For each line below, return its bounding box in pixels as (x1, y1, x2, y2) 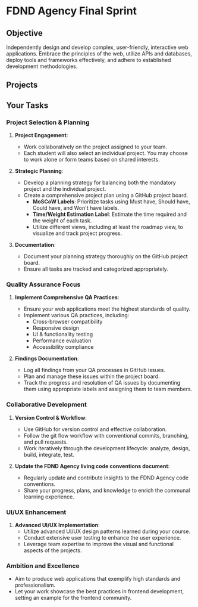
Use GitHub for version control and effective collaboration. (23, 425, 167, 433)
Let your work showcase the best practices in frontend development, (14, 588, 184, 595)
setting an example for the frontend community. (14, 594, 132, 602)
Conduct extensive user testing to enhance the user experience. (23, 534, 181, 541)
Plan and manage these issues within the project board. (23, 373, 160, 380)
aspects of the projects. (23, 547, 82, 554)
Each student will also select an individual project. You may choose (23, 150, 188, 157)
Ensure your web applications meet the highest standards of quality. (23, 305, 191, 312)
